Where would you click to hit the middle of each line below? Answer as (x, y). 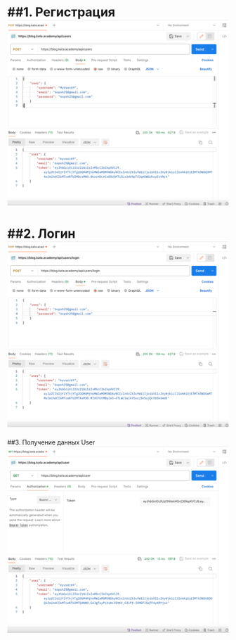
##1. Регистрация (61, 12)
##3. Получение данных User (51, 442)
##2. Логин (41, 233)
